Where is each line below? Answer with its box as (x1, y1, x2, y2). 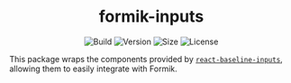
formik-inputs (98, 6, 205, 27)
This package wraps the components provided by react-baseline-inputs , (9, 53, 284, 64)
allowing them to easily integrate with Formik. (9, 63, 177, 74)
